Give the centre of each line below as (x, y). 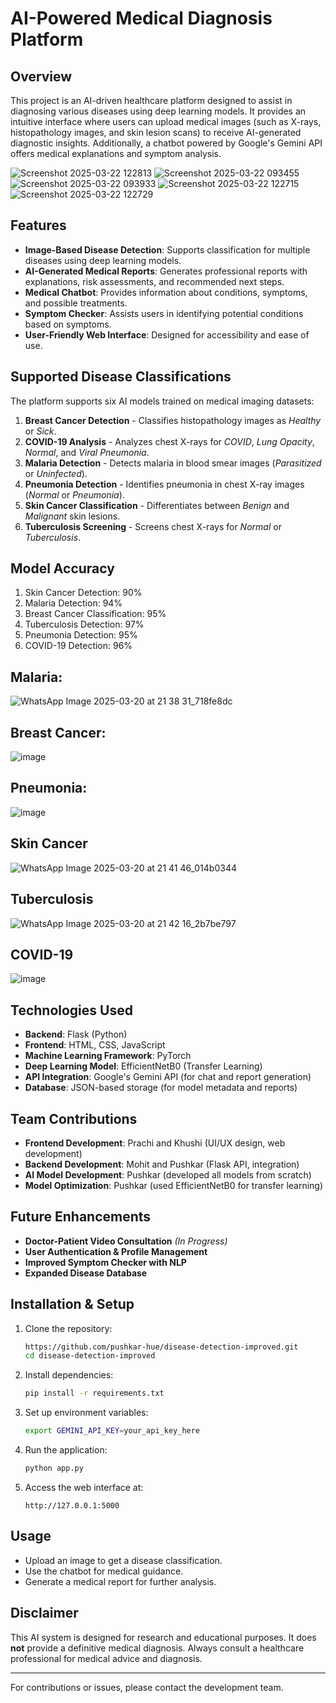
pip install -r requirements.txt (94, 1393)
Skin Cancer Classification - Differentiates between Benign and (157, 505)
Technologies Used (71, 1010)
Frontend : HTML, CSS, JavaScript (95, 1045)
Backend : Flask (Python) (76, 1034)
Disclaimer (44, 1613)
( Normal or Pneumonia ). (74, 494)
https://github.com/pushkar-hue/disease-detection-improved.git (161, 1347)
